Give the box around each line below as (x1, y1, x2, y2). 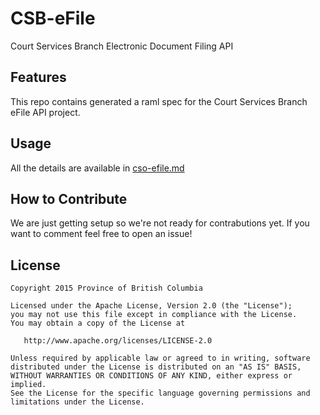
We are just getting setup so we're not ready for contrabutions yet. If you (10, 217, 310, 229)
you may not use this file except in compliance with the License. (10, 310, 298, 320)
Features (10, 69, 67, 86)
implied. (10, 380, 47, 390)
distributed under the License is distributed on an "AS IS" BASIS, (10, 362, 302, 372)
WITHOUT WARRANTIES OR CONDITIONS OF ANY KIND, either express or (10, 371, 293, 381)
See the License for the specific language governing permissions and (10, 388, 311, 399)
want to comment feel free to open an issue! (10, 228, 193, 240)
